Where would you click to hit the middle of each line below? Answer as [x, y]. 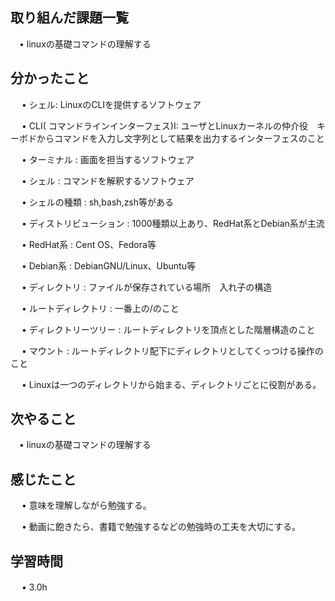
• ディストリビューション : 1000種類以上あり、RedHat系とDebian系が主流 [173, 223]
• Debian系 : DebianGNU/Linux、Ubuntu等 [108, 265]
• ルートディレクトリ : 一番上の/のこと [100, 308]
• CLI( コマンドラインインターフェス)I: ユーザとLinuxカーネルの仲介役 [164, 125]
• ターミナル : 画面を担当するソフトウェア [108, 159]
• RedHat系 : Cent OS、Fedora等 [89, 244]
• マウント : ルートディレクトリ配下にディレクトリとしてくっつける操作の [172, 350]
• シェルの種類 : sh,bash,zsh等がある [98, 202]
